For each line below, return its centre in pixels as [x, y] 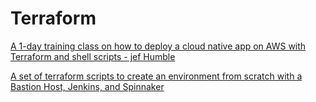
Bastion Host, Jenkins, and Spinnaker [87, 86]
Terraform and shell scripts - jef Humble [93, 56]
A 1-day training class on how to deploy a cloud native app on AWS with [158, 46]
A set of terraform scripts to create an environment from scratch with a [156, 76]
